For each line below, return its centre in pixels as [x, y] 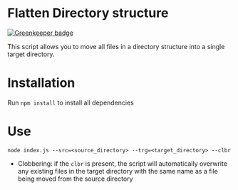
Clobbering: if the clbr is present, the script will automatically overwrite [123, 163]
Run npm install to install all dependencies [71, 102]
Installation [41, 83]
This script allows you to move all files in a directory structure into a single [116, 46]
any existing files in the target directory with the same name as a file [118, 171]
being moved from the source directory [75, 179]
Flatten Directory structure [88, 13]
